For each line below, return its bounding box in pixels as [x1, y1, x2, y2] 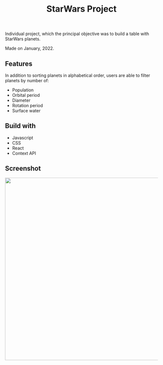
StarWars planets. [5, 36, 41, 42]
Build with [5, 122, 36, 130]
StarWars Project [46, 3, 117, 15]
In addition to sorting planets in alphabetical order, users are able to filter [5, 73, 150, 78]
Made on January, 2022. [5, 45, 54, 52]
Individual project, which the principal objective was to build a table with [5, 31, 149, 37]
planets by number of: [5, 78, 49, 83]
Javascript [12, 135, 33, 141]
